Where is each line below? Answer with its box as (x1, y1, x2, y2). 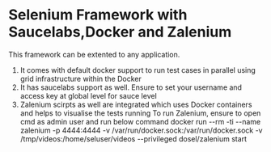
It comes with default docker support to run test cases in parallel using (19, 65, 256, 74)
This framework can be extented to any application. (8, 49, 180, 59)
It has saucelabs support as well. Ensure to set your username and (19, 82, 243, 92)
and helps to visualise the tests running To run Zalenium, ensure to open (19, 108, 261, 118)
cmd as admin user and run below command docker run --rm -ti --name (19, 116, 261, 126)
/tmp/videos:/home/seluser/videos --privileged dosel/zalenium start (19, 133, 248, 143)
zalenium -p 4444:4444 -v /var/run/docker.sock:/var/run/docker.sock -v (19, 125, 263, 135)
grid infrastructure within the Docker (19, 74, 142, 83)
